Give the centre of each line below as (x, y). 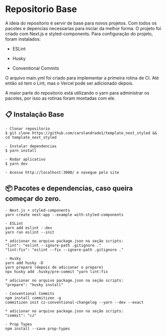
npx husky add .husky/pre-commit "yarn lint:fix (57, 271)
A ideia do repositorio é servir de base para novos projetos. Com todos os (81, 23)
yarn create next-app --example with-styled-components (64, 215)
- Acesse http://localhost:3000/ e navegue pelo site (62, 172)
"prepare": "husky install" (34, 285)
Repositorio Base (41, 9)
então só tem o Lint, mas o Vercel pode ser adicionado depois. (69, 83)
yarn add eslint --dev (29, 228)
